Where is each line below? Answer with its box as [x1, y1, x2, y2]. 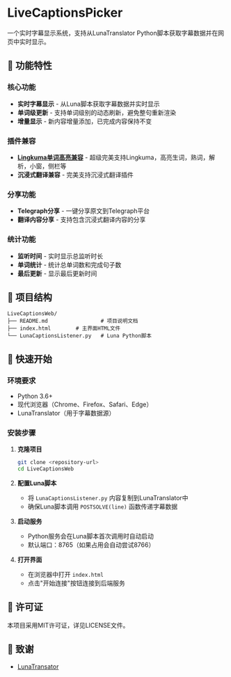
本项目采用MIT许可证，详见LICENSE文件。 [7, 621, 129, 629]
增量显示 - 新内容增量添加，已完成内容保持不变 [17, 117, 152, 125]
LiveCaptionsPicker [7, 5, 123, 21]
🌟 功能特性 [7, 60, 52, 72]
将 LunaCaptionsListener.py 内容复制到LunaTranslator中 [27, 494, 189, 502]
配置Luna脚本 [17, 479, 57, 488]
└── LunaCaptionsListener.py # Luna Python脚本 [7, 333, 152, 340]
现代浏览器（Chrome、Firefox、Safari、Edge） [17, 400, 153, 408]
